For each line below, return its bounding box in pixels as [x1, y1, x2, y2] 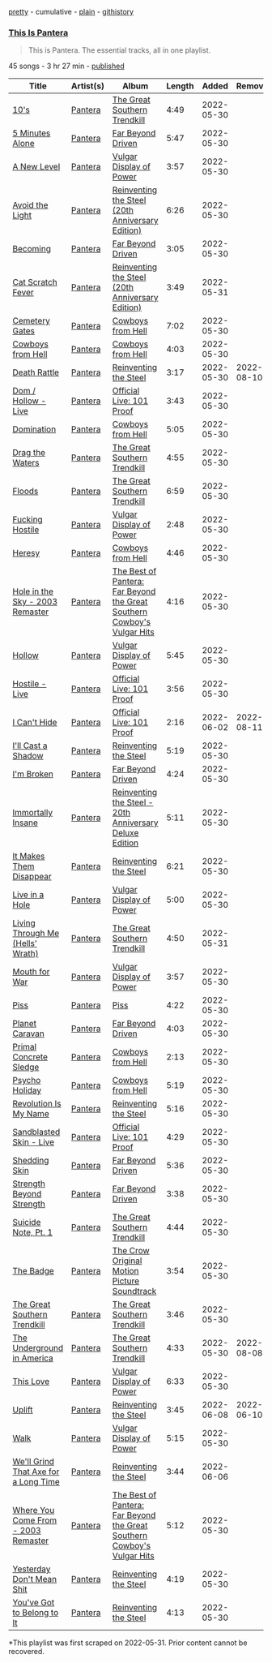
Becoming [12, 243, 51, 255]
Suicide [12, 1217, 41, 1228]
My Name [12, 1108, 50, 1119]
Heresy [12, 548, 40, 559]
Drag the [12, 447, 46, 458]
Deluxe [112, 827, 139, 839]
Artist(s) [71, 80, 105, 92]
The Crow [112, 1245, 150, 1257]
